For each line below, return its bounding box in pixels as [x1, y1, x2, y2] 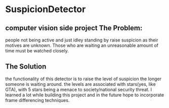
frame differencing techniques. [5, 97, 70, 103]
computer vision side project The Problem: [5, 24, 143, 32]
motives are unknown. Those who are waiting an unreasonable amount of [5, 42, 158, 48]
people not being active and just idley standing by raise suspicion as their [5, 37, 158, 43]
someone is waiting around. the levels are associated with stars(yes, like [5, 81, 156, 87]
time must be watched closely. [5, 48, 69, 53]
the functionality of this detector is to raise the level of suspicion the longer [5, 76, 162, 82]
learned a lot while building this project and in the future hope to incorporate [5, 92, 164, 98]
